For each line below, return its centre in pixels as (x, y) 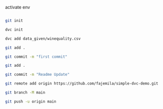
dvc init (14, 29)
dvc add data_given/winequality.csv (43, 39)
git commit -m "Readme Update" (37, 75)
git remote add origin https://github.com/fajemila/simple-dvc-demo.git (82, 84)
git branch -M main (25, 93)
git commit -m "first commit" (36, 57)
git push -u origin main (31, 102)
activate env (18, 7)
